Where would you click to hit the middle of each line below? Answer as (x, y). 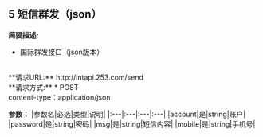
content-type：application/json (59, 97)
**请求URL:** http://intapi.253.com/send (76, 77)
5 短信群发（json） (55, 14)
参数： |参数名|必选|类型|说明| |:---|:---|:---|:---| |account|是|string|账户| (127, 114)
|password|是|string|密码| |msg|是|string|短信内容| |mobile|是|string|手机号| (132, 124)
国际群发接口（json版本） (62, 52)
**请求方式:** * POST (43, 87)
